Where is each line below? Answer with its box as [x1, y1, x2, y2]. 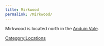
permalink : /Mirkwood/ [5, 12, 52, 17]
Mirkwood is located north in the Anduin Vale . [5, 25, 99, 31]
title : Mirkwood [5, 7, 39, 12]
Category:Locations [5, 35, 46, 41]
